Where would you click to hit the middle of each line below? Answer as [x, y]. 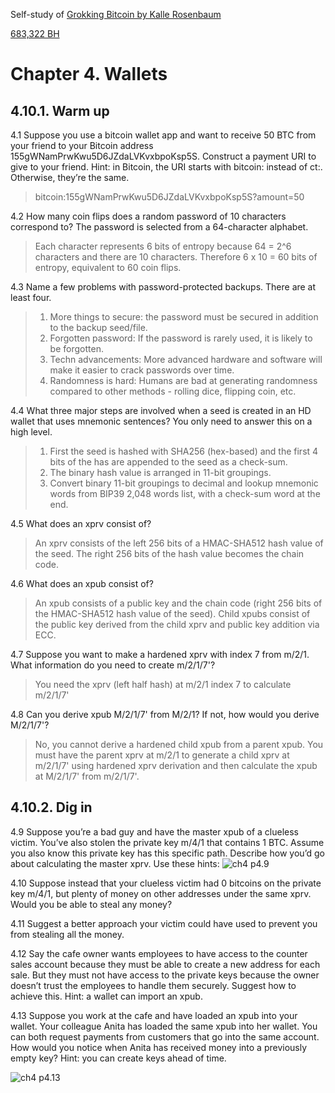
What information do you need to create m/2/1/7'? [113, 665]
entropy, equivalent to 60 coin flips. [108, 267]
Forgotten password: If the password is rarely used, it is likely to [181, 338]
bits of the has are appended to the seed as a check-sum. [168, 462]
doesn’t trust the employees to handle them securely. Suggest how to [153, 985]
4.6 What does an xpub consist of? [82, 583]
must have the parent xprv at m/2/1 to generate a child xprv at [162, 755]
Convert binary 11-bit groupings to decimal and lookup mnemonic [184, 483]
